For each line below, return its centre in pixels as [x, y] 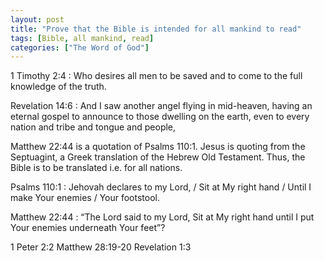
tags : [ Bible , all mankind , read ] [82, 38]
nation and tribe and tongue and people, [93, 127]
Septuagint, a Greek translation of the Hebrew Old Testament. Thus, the [158, 157]
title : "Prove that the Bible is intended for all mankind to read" [156, 29]
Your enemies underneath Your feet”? [88, 228]
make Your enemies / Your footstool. [85, 198]
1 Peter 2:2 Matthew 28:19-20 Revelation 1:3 [101, 247]
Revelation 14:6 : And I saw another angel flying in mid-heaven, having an [161, 106]
